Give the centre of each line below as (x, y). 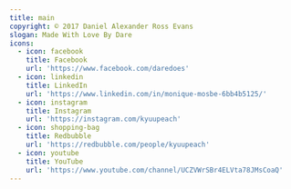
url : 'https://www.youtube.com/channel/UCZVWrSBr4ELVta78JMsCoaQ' (155, 170)
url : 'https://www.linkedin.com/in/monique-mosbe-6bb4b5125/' (146, 94)
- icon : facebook (51, 52)
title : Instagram (59, 111)
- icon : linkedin (51, 77)
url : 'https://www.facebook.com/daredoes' (108, 69)
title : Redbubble (59, 136)
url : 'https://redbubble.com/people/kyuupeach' (118, 144)
